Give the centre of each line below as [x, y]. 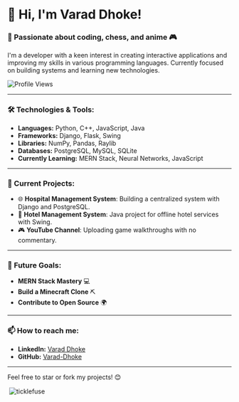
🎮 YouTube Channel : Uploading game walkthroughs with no [107, 230]
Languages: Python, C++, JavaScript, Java [81, 128]
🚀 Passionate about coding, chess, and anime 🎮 [92, 37]
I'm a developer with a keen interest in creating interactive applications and [117, 55]
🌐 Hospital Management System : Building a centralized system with [118, 199]
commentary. [37, 240]
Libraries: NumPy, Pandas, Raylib [67, 143]
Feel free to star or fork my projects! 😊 [64, 377]
